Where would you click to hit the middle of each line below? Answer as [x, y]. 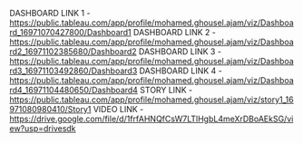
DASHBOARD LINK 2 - [174, 32]
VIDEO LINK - [118, 109]
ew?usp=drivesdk [43, 129]
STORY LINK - [166, 90]
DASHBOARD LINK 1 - [50, 13]
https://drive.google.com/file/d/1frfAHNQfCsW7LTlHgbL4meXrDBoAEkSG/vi [151, 119]
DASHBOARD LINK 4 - [181, 71]
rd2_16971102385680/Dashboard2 [73, 52]
